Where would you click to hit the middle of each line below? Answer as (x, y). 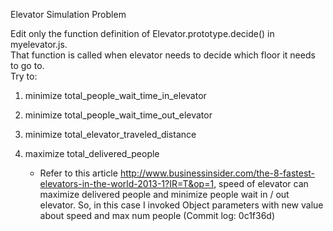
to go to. (27, 65)
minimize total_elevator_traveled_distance (110, 134)
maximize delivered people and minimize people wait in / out (164, 194)
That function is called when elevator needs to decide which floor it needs (163, 55)
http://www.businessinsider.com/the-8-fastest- (217, 173)
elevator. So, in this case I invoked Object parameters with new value (181, 205)
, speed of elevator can (261, 183)
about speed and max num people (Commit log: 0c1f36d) (157, 215)
